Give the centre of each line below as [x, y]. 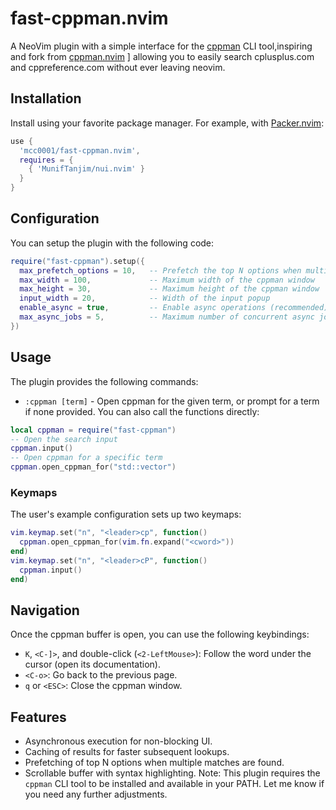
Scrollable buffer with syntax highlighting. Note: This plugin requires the [172, 773]
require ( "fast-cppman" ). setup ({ [77, 261]
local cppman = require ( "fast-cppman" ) [93, 430]
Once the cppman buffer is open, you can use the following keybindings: [160, 634]
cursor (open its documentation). [93, 664]
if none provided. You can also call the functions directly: [142, 411]
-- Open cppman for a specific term [86, 458]
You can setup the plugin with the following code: [112, 243]
